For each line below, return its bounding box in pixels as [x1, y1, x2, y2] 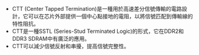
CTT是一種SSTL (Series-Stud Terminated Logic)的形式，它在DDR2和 [12, 27, 184, 35]
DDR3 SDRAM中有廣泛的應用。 [12, 35, 90, 42]
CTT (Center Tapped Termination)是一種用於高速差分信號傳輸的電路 [12, 5, 182, 12]
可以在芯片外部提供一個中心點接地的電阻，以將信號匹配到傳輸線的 [28, 13, 193, 20]
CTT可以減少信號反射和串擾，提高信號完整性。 [12, 42, 130, 50]
